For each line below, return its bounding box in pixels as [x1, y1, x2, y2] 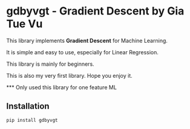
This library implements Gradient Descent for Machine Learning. [6, 37, 168, 44]
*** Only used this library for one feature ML [6, 83, 117, 91]
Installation [6, 101, 50, 112]
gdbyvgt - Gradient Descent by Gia [6, 4, 185, 18]
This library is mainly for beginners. [6, 60, 95, 68]
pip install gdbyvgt [6, 117, 59, 123]
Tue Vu [6, 17, 43, 31]
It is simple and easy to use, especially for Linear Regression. [6, 48, 159, 55]
